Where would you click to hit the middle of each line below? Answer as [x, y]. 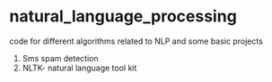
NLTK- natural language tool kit [79, 68]
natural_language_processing [123, 16]
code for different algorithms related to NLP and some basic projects [136, 41]
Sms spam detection [60, 58]
